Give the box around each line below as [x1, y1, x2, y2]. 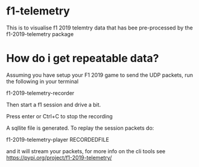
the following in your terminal [6, 77, 79, 85]
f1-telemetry [6, 4, 71, 18]
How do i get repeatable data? [6, 52, 159, 65]
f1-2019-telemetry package [6, 30, 74, 37]
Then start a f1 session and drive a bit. [6, 101, 101, 108]
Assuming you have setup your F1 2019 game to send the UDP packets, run [6, 71, 193, 79]
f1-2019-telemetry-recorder [6, 89, 75, 97]
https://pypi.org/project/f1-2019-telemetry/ [6, 154, 112, 161]
